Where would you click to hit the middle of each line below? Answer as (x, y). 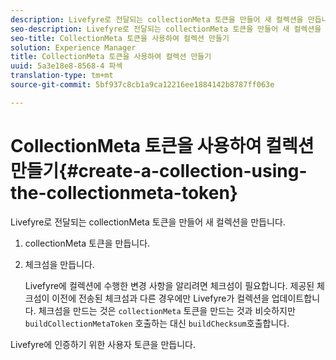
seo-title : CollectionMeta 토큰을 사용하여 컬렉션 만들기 (120, 38)
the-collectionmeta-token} (124, 192)
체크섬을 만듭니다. (59, 264)
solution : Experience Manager (73, 47)
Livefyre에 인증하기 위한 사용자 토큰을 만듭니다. (103, 344)
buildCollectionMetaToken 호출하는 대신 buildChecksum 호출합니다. (157, 323)
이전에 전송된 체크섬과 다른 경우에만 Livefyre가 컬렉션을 (160, 298)
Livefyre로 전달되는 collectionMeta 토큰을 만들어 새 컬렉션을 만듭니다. (148, 222)
